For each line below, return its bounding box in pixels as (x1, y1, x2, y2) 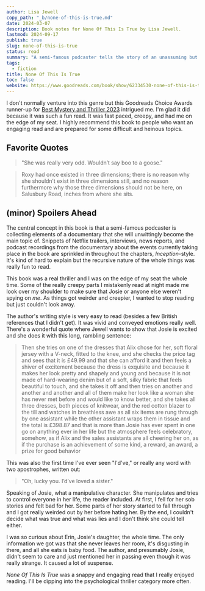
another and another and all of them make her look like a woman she (21, 389, 194, 396)
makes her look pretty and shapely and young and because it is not (21, 369, 191, 377)
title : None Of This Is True (6, 71, 81, 77)
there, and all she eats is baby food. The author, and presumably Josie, (6, 546, 185, 553)
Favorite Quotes (6, 143, 69, 153)
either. (6, 522, 23, 529)
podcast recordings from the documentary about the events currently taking (6, 243, 198, 250)
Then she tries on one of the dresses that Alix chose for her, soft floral (21, 344, 198, 351)
